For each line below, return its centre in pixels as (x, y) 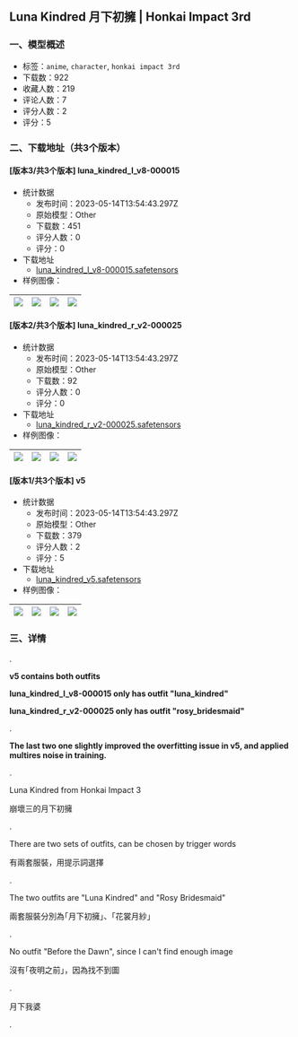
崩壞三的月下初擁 (41, 808)
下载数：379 (59, 536)
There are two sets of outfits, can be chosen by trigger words (123, 843)
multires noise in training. (58, 755)
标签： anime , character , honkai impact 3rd (101, 65)
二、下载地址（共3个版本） (67, 147)
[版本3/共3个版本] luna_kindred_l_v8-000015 (95, 170)
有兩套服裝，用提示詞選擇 (57, 862)
